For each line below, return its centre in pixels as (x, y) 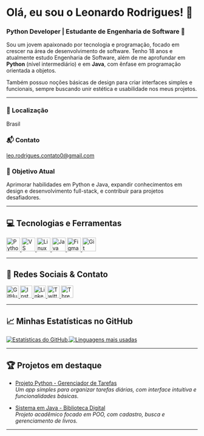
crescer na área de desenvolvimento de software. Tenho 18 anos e (90, 51)
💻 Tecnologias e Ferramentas (64, 223)
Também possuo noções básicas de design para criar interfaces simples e (99, 82)
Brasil (13, 124)
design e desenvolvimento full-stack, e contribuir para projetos (85, 191)
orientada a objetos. (31, 71)
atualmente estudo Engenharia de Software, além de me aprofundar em (96, 58)
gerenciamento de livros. (46, 421)
